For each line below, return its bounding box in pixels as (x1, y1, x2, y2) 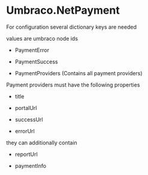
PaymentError (14, 46, 50, 54)
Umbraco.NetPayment (6, 4, 120, 17)
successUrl (14, 116, 43, 123)
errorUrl (14, 127, 35, 134)
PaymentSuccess (14, 58, 58, 65)
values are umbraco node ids (6, 35, 78, 42)
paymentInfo (14, 162, 47, 169)
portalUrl (14, 104, 37, 111)
